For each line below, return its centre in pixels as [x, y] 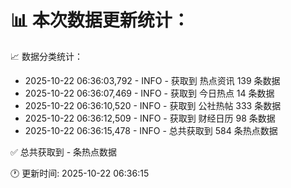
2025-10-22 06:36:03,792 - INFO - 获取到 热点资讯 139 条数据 [152, 80]
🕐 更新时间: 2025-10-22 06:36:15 [80, 173]
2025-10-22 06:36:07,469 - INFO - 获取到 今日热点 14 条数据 [149, 93]
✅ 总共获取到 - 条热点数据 [64, 152]
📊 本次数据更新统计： [100, 20]
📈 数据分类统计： [46, 56]
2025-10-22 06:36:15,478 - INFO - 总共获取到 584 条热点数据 [151, 130]
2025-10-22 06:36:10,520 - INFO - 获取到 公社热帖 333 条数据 [153, 105]
